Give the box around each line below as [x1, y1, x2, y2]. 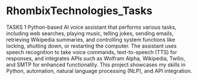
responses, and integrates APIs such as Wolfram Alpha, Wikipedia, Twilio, [6, 55, 186, 62]
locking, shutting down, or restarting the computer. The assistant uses [6, 42, 177, 49]
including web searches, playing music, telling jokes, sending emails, [6, 29, 174, 36]
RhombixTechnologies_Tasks [6, 4, 152, 18]
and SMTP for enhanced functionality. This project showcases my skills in [6, 61, 186, 68]
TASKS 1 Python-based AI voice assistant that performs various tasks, [6, 24, 177, 31]
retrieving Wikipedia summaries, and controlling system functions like [6, 36, 176, 43]
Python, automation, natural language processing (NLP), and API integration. [6, 67, 192, 74]
